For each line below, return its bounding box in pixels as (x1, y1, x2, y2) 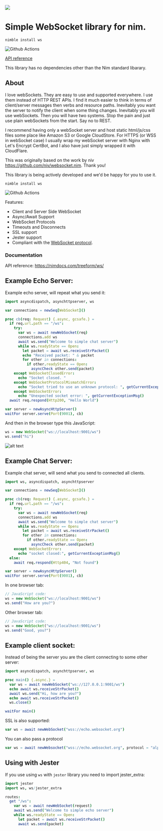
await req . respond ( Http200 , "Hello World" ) (9, 398, 98, 403)
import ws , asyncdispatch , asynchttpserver (5, 479, 95, 484)
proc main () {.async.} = (5, 678, 55, 683)
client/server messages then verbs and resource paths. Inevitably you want (5, 102, 156, 108)
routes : (5, 795, 21, 799)
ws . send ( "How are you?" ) (5, 601, 55, 605)
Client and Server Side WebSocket (12, 209, 81, 214)
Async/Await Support (12, 213, 55, 219)
